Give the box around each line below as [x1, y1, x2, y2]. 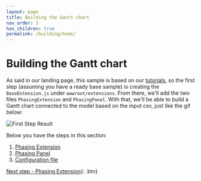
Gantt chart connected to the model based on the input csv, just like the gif [6, 102, 191, 110]
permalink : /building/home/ [6, 31, 77, 37]
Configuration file [14, 156, 58, 164]
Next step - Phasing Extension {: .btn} [6, 168, 98, 175]
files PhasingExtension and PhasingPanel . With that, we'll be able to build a [6, 96, 189, 103]
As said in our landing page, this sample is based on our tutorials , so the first [6, 77, 195, 84]
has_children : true [6, 25, 55, 32]
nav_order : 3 [6, 20, 39, 26]
